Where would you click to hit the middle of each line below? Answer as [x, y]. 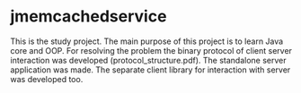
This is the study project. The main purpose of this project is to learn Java [147, 41]
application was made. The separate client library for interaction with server [150, 70]
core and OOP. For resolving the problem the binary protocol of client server [151, 50]
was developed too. [47, 79]
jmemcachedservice [89, 17]
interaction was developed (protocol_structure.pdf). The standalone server [148, 60]
